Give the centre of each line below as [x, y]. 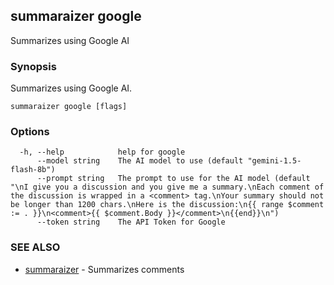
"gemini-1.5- [274, 161]
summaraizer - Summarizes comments [104, 269]
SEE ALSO [35, 247]
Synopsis [33, 66]
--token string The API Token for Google [131, 222]
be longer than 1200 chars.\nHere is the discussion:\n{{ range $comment [167, 205]
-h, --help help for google [102, 152]
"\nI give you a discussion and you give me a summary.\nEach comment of [167, 187]
